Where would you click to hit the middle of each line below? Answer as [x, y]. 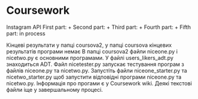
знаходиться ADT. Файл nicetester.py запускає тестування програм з [95, 64]
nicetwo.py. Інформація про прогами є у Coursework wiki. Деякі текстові [99, 83]
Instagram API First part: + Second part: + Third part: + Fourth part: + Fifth [99, 27]
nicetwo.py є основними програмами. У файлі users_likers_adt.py [90, 58]
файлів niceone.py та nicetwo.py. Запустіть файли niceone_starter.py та [97, 70]
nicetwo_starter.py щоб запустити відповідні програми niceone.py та [94, 77]
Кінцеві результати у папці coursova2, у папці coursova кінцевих [89, 45]
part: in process [26, 33]
